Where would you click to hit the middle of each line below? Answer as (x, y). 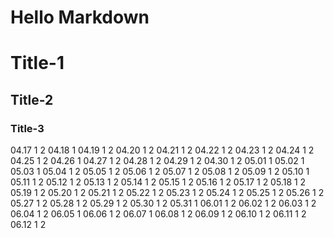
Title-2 (32, 99)
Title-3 (27, 128)
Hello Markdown (80, 17)
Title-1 (37, 63)
